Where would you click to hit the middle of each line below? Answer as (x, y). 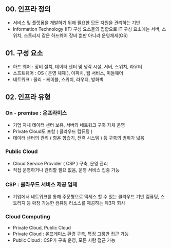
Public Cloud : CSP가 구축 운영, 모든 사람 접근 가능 (64, 240)
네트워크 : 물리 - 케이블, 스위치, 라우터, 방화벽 (58, 79)
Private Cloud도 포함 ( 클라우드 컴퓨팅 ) (53, 131)
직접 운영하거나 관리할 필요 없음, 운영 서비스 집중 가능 (66, 170)
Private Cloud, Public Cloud (42, 228)
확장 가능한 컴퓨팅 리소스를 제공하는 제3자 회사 (79, 203)
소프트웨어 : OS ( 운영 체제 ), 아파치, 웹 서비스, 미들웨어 (68, 73)
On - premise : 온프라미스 (36, 113)
